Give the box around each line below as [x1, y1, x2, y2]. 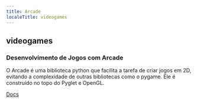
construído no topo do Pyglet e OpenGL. [6, 79, 105, 87]
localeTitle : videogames [6, 14, 67, 20]
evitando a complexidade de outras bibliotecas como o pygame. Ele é [6, 73, 176, 80]
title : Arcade [6, 8, 41, 15]
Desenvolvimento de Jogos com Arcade [6, 54, 124, 62]
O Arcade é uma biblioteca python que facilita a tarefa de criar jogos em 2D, [6, 67, 192, 74]
